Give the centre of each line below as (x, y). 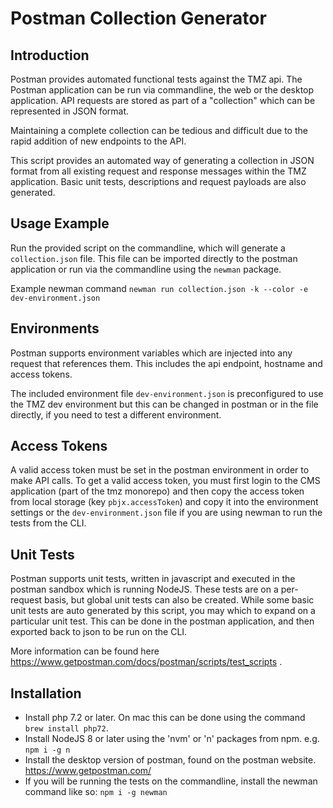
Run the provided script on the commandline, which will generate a (148, 248)
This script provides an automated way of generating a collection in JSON (162, 160)
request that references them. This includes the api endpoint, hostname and (166, 363)
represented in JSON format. (70, 111)
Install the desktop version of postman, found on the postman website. (170, 760)
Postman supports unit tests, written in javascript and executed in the (153, 579)
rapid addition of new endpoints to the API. (98, 141)
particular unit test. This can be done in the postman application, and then (162, 621)
